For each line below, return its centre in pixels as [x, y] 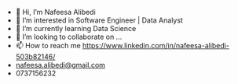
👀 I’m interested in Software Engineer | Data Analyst [99, 20]
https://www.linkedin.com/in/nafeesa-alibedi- [156, 45]
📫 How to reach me [48, 45]
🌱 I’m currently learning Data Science [76, 28]
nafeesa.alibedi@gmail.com [60, 65]
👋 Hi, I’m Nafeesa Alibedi [55, 12]
